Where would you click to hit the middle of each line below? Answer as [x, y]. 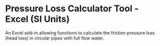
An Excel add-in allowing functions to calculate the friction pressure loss [80, 33]
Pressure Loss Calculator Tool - [72, 9]
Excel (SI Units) [38, 19]
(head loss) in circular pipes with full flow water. [55, 38]
